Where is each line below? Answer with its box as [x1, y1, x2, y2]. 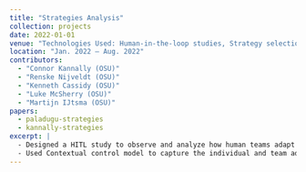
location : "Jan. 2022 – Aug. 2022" [9, 47, 145, 56]
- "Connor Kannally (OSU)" [17, 65, 120, 74]
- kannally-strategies [17, 124, 104, 133]
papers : [9, 106, 39, 116]
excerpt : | [9, 132, 51, 141]
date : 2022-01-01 [9, 30, 76, 39]
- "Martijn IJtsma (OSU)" [17, 97, 117, 107]
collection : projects [9, 22, 92, 31]
